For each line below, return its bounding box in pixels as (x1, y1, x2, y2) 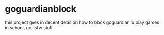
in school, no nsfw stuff (5, 24, 53, 30)
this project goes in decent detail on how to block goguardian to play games (5, 19, 159, 25)
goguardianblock (5, 3, 77, 15)
